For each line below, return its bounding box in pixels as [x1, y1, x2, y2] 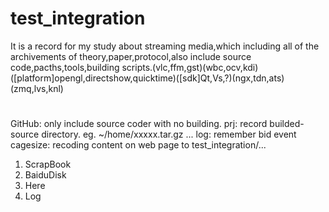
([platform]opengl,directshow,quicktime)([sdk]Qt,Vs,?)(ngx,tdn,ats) [10, 72, 285, 84]
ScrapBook [24, 158, 72, 171]
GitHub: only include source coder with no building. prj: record [10, 118, 268, 130]
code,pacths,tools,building [10, 61, 120, 73]
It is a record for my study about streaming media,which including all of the [10, 40, 320, 52]
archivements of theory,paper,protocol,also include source [10, 50, 252, 62]
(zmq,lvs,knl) [10, 82, 64, 94]
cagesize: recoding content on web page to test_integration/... [10, 139, 267, 151]
